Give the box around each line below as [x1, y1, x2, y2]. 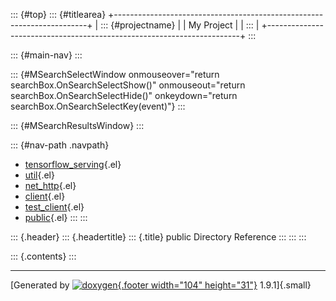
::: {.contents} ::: [10, 250, 77, 262]
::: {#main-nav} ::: [10, 49, 83, 61]
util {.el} [24, 169, 55, 181]
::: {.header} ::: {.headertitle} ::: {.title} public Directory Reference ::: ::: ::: [10, 231, 307, 243]
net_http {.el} [24, 180, 77, 191]
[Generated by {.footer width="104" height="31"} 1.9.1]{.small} [10, 279, 312, 291]
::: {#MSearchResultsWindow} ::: [10, 120, 145, 131]
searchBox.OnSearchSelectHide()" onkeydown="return [10, 90, 238, 101]
